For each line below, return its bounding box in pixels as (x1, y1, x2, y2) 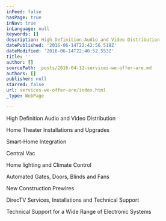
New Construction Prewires (6, 184, 75, 191)
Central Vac (6, 149, 35, 157)
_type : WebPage (6, 93, 45, 99)
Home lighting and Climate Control (6, 161, 92, 169)
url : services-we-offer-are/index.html (6, 87, 106, 93)
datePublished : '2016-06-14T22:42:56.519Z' (6, 43, 117, 49)
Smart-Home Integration (6, 138, 67, 145)
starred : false (6, 82, 45, 88)
